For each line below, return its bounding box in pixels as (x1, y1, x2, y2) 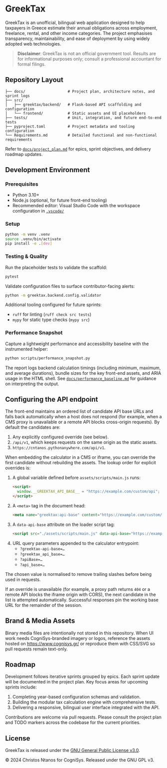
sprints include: (5, 684, 37, 690)
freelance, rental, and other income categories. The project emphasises (5, 30, 153, 36)
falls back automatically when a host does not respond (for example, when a (5, 414, 162, 420)
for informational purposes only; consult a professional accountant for (17, 56, 162, 62)
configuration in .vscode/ (12, 208, 64, 214)
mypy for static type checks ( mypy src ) (12, 317, 90, 323)
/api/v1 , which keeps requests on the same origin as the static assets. (12, 439, 158, 445)
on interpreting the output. (5, 381, 59, 387)
